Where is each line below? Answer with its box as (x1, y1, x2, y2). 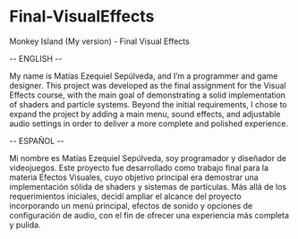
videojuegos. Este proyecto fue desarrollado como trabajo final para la (9, 162, 269, 173)
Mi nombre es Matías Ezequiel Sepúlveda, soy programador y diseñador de (9, 152, 286, 163)
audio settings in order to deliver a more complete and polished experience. (9, 118, 289, 129)
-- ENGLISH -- (9, 53, 63, 64)
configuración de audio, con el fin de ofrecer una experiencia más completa (9, 209, 289, 220)
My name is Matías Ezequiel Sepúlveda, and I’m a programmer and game (9, 70, 278, 81)
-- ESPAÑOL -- (9, 135, 64, 146)
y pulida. (9, 219, 41, 230)
